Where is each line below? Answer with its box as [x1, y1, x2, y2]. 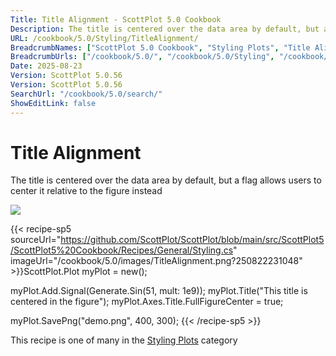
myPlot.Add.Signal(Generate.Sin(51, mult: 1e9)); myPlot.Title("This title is [10, 285, 308, 297]
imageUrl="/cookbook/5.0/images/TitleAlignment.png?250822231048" [10, 255, 303, 267]
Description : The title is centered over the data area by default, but [10, 24, 320, 34]
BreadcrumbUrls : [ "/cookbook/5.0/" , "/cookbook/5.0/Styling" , [10, 52, 275, 62]
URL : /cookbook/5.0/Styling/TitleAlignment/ [10, 33, 199, 43]
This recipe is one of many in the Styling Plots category [10, 334, 238, 346]
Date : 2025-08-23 [10, 61, 83, 71]
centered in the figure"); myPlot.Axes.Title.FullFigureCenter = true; [10, 296, 284, 308]
